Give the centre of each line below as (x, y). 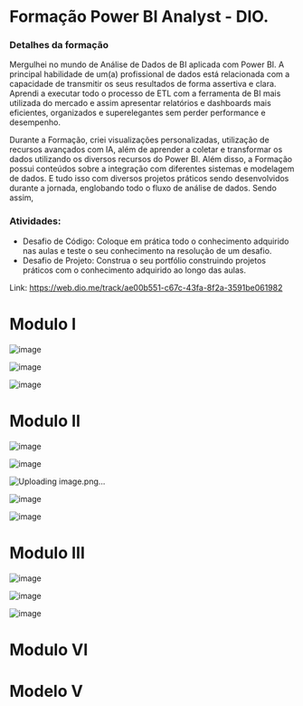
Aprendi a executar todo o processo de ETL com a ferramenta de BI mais (145, 93)
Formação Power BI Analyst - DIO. (139, 17)
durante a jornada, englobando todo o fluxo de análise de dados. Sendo (143, 189)
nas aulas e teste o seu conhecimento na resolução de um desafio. (147, 250)
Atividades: (35, 221)
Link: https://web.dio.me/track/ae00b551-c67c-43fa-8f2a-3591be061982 (146, 287)
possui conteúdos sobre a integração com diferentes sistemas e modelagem (152, 169)
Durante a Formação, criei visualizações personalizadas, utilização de (139, 140)
